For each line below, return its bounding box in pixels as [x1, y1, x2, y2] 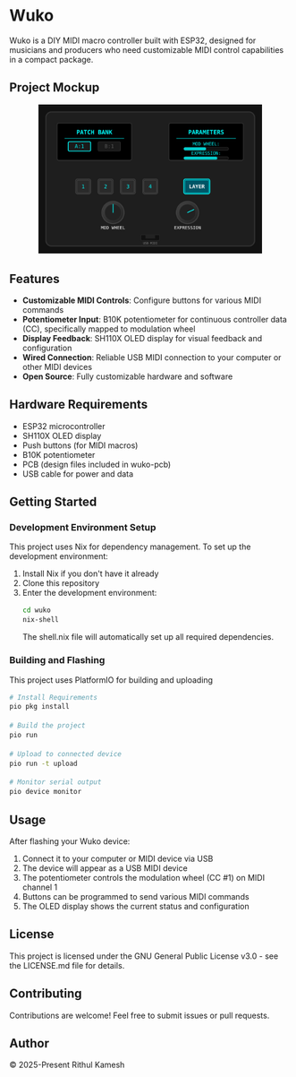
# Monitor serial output [9, 778, 102, 787]
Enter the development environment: [21, 588, 157, 599]
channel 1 [21, 882, 58, 892]
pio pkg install [9, 702, 70, 711]
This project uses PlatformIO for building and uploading [9, 674, 213, 685]
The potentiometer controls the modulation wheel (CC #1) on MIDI [21, 872, 266, 883]
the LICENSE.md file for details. [9, 960, 125, 970]
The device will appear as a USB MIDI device [21, 862, 188, 874]
